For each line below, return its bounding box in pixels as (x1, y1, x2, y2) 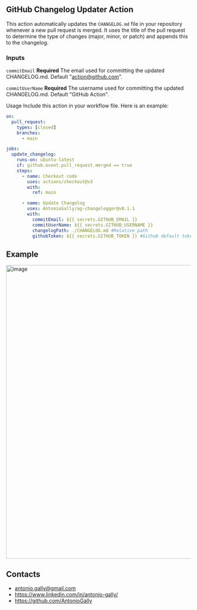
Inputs (6, 53, 25, 62)
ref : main (32, 190, 57, 196)
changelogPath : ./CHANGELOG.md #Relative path (32, 227, 148, 234)
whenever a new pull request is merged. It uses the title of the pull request (6, 26, 186, 33)
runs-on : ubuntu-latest (16, 157, 75, 163)
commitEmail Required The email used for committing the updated (6, 67, 165, 74)
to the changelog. (6, 39, 49, 46)
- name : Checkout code (21, 173, 77, 179)
